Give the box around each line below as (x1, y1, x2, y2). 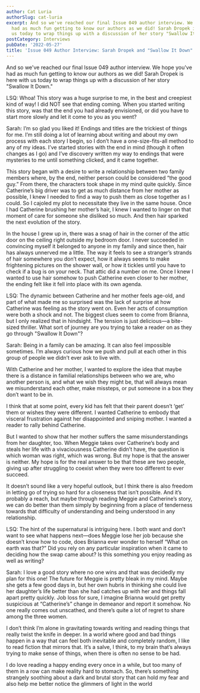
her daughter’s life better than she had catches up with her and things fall (6, 587, 186, 595)
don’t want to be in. (6, 391, 54, 398)
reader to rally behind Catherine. (6, 421, 86, 428)
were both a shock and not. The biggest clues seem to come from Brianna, (6, 311, 189, 318)
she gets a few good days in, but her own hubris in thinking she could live (6, 581, 187, 588)
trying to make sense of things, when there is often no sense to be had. (6, 650, 181, 657)
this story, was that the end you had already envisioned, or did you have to (6, 106, 189, 114)
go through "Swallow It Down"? (6, 330, 83, 337)
